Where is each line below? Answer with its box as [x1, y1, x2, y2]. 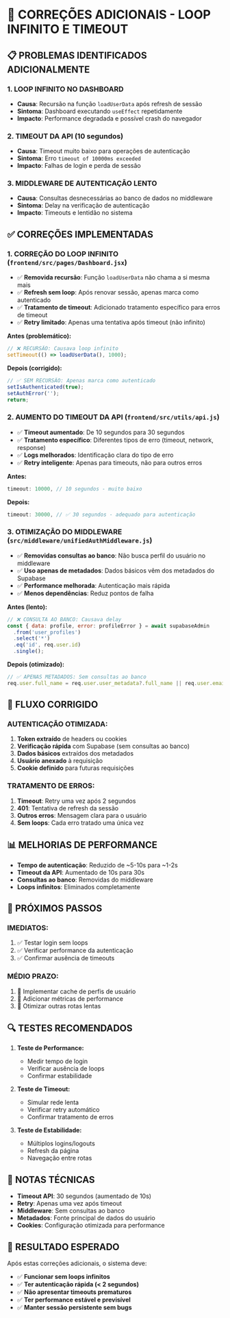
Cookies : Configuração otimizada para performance [16, 1221, 166, 1230]
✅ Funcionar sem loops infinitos [16, 1272, 111, 1280]
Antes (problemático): [7, 332, 72, 340]
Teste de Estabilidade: [16, 1126, 82, 1134]
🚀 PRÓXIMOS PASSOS [7, 902, 103, 914]
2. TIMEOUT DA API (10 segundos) [7, 131, 124, 140]
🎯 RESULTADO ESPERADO [7, 1241, 120, 1253]
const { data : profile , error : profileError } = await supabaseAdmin [7, 622, 210, 630]
